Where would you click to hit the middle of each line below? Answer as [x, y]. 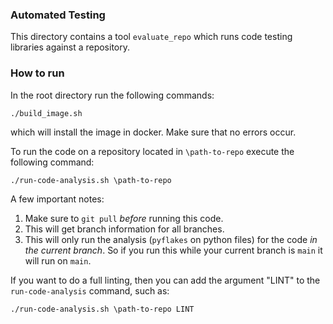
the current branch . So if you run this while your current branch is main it [173, 250]
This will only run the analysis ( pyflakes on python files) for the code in [171, 239]
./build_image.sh [46, 113]
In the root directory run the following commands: [112, 95]
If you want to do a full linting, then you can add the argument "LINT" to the [165, 280]
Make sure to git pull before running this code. [124, 218]
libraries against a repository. [70, 47]
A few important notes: [57, 199]
